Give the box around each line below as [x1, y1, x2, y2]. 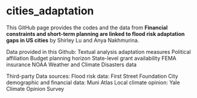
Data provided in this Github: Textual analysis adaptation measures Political [6, 48, 191, 55]
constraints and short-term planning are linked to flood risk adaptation [6, 30, 185, 37]
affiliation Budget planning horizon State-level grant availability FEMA [6, 54, 177, 62]
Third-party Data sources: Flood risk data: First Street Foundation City [6, 72, 178, 79]
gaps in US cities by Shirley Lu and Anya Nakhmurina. [6, 36, 139, 44]
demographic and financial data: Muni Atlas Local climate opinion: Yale [6, 79, 180, 86]
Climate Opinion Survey [6, 85, 64, 92]
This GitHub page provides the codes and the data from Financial [6, 24, 168, 31]
